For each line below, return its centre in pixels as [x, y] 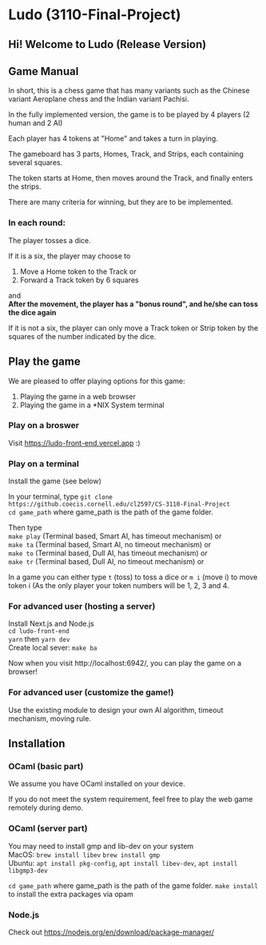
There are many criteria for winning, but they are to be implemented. [121, 202]
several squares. [36, 162]
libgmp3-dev [28, 871]
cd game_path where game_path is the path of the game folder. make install [133, 885]
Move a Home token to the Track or [78, 271]
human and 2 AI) [36, 123]
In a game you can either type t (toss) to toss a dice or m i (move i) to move [133, 577]
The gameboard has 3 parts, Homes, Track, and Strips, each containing [126, 154]
